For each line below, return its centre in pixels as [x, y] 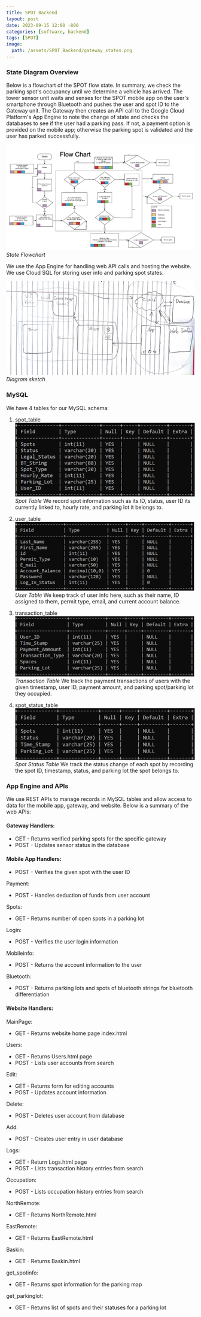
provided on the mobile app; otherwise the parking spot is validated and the [100, 130]
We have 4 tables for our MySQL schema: [58, 408]
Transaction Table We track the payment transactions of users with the [102, 681]
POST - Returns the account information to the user [78, 965]
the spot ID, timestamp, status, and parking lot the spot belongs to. [97, 770]
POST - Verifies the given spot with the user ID [72, 872]
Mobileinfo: [20, 953]
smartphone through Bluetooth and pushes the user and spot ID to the [93, 104]
